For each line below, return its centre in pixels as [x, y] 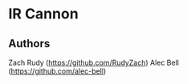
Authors [29, 44]
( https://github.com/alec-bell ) [57, 71]
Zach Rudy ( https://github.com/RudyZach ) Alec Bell [93, 62]
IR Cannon [43, 14]
